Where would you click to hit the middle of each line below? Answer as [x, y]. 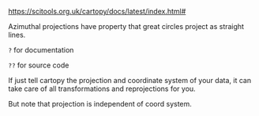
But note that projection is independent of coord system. [100, 104]
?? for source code [39, 65]
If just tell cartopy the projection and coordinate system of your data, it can [129, 80]
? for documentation [41, 50]
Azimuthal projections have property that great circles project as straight [126, 26]
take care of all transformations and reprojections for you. [102, 89]
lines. [17, 35]
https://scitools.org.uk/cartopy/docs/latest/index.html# [97, 11]
